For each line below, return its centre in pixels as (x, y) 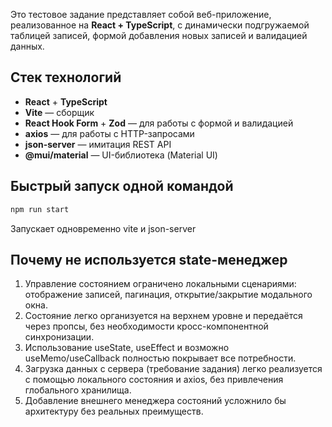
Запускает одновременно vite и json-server (103, 228)
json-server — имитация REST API (98, 144)
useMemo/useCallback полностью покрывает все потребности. (160, 358)
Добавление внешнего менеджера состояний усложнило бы (155, 401)
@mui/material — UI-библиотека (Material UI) (121, 155)
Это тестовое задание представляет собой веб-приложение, (141, 14)
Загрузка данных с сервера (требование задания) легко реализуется (173, 369)
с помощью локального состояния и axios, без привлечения (154, 380)
